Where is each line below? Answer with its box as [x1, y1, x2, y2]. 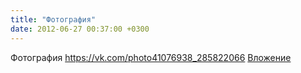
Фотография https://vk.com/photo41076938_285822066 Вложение [10, 51, 292, 63]
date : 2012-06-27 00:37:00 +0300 [10, 24, 150, 34]
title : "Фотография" [10, 14, 97, 25]
